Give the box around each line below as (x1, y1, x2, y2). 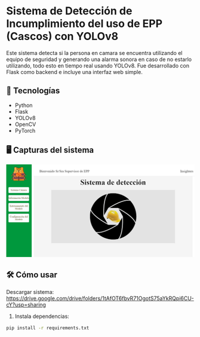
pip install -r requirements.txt (6, 324, 90, 331)
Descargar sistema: (6, 288, 54, 295)
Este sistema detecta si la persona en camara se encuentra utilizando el (6, 49, 183, 56)
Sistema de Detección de (6, 4, 133, 18)
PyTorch (14, 127, 36, 134)
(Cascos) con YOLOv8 (6, 30, 118, 43)
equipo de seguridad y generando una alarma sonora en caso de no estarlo (6, 56, 192, 63)
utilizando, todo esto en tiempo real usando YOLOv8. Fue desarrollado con (6, 62, 190, 69)
